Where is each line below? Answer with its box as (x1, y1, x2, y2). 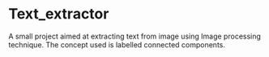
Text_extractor (8, 5, 109, 23)
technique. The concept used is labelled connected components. (8, 39, 225, 49)
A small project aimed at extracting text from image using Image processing (8, 31, 262, 41)
